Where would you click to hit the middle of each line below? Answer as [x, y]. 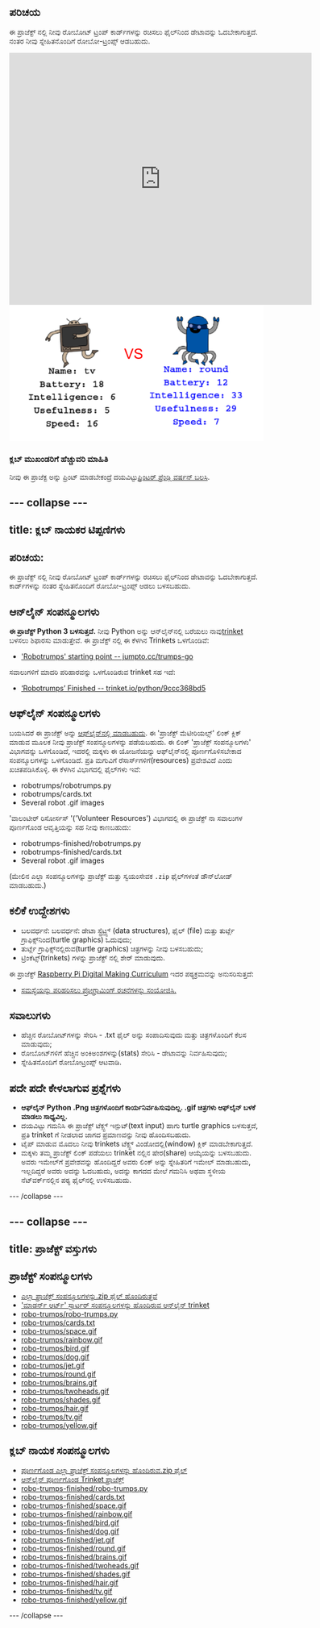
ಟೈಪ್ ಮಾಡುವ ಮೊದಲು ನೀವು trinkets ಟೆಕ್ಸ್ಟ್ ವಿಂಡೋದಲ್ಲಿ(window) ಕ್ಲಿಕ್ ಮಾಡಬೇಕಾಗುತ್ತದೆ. [137, 1144]
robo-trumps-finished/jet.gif [68, 1539]
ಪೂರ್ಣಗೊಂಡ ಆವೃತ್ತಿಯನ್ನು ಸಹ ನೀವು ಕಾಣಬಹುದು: [70, 827]
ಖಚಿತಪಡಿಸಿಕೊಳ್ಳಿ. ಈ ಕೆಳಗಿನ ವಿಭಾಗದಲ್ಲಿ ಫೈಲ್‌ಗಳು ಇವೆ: [75, 769]
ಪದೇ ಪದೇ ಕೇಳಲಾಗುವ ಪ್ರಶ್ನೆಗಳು [65, 1088]
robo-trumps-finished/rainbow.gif [77, 1513]
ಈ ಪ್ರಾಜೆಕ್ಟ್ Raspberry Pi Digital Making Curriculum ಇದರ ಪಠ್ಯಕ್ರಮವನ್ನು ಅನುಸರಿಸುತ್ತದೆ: [132, 973]
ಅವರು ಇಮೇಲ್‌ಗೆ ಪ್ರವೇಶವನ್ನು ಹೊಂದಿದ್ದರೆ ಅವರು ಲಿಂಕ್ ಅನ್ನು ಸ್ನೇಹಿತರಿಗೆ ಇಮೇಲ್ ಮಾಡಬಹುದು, [135, 1162]
